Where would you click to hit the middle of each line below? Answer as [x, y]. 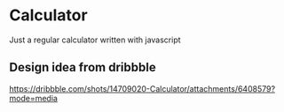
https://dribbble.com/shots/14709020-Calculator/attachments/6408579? [142, 88]
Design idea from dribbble [83, 67]
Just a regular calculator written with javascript [95, 40]
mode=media [33, 98]
